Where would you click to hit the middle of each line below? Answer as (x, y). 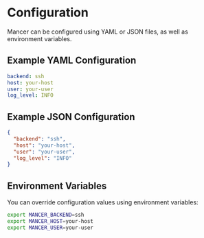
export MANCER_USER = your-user (50, 228)
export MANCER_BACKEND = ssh (46, 215)
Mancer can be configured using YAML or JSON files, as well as (98, 32)
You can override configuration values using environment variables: (103, 202)
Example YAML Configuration (72, 61)
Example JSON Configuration (71, 117)
